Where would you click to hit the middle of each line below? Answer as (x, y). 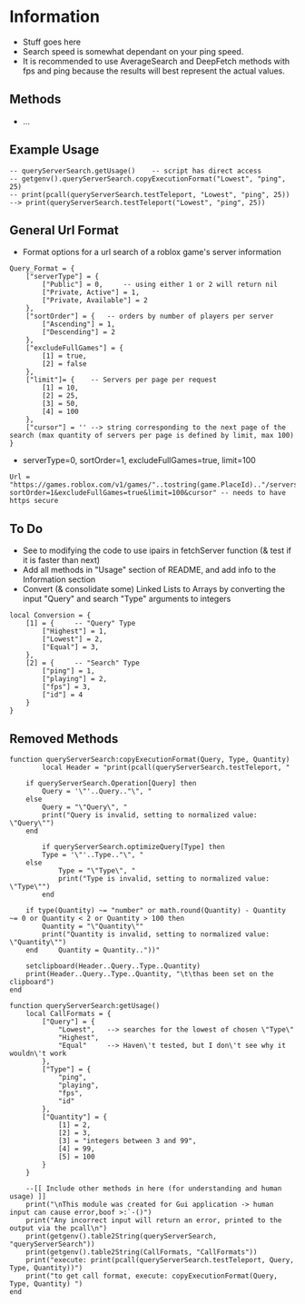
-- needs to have (253, 493)
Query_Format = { (42, 269)
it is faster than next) (61, 560)
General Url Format (64, 230)
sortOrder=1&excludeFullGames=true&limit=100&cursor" (113, 493)
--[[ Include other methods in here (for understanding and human (154, 1189)
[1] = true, (65, 356)
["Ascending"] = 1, (79, 324)
